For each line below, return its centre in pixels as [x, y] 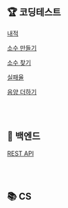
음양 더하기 [22, 92]
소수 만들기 [22, 48]
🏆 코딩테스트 [34, 12]
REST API [21, 153]
